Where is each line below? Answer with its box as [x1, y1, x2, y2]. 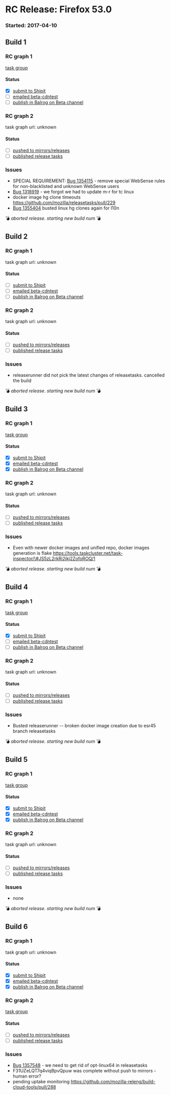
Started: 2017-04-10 [5, 22, 57, 29]
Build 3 [5, 405, 28, 413]
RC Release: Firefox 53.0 [5, 4, 112, 15]
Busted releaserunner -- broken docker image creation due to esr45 [12, 723, 156, 729]
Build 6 [5, 922, 28, 931]
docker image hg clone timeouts [12, 194, 81, 200]
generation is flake [12, 550, 52, 556]
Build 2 [5, 232, 28, 241]
